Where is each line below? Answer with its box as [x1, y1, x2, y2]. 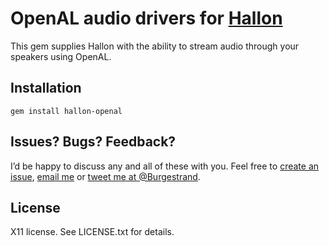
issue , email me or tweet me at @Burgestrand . [10, 170, 201, 182]
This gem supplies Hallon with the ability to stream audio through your [10, 40, 300, 52]
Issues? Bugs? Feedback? [10, 133, 177, 151]
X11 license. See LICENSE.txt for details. [10, 226, 175, 238]
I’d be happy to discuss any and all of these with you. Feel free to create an [10, 160, 320, 172]
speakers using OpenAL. [10, 50, 112, 62]
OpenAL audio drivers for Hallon [10, 7, 283, 30]
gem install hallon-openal [10, 106, 123, 116]
